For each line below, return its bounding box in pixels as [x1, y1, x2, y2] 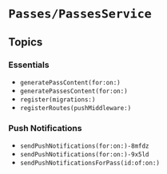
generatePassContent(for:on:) [19, 78, 121, 86]
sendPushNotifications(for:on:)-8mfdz [19, 142, 149, 150]
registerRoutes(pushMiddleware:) [19, 104, 132, 112]
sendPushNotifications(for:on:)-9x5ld [19, 151, 149, 159]
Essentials [8, 59, 50, 70]
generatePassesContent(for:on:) [19, 87, 128, 95]
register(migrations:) [19, 95, 96, 104]
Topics [8, 35, 43, 49]
